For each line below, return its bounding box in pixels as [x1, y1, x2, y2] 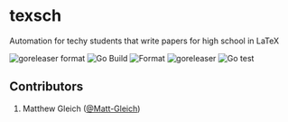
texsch [9, 5, 61, 26]
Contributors [9, 79, 84, 95]
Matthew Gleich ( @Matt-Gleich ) [22, 103, 141, 114]
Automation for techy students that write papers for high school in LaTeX [9, 35, 280, 46]
